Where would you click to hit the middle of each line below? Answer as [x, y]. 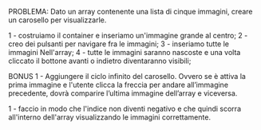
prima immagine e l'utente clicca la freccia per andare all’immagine [119, 85]
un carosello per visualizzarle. [57, 20]
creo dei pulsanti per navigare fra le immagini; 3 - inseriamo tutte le [119, 44]
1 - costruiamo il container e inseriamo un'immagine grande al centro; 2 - [128, 35]
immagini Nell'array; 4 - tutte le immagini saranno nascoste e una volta [125, 52]
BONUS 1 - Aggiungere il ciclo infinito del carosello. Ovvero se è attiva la [127, 76]
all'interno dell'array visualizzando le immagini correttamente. [110, 117]
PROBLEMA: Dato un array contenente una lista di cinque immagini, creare [130, 12]
